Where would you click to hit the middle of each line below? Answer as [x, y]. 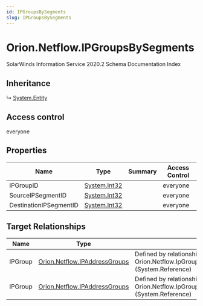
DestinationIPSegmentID [44, 205]
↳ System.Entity [27, 98]
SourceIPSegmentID [38, 195]
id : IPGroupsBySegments [36, 12]
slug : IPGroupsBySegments [39, 18]
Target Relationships [46, 227]
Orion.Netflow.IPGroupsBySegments [100, 48]
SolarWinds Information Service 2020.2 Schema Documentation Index [94, 64]
